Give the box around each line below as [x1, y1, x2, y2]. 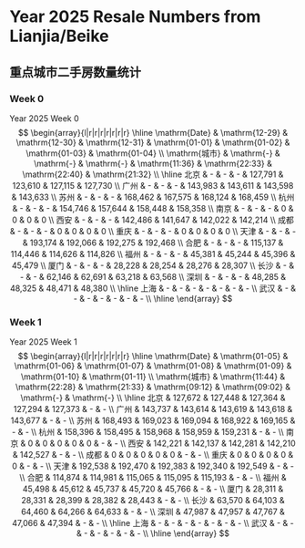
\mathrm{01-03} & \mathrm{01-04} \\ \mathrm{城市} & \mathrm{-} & [25, 148, 280, 159]
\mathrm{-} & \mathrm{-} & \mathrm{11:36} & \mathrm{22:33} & [33, 158, 273, 169]
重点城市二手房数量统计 [9, 64, 141, 79]
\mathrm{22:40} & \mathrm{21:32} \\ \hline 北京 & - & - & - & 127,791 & [22, 169, 284, 180]
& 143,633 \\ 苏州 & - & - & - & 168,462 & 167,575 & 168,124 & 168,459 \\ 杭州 [11, 191, 295, 202]
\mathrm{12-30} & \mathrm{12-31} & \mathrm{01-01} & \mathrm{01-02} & [15, 137, 290, 148]
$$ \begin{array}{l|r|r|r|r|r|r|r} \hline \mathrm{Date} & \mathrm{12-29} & [17, 127, 289, 138]
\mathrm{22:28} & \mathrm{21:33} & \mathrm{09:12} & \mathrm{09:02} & [15, 381, 291, 393]
